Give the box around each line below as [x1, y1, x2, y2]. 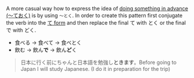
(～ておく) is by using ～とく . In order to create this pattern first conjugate [6, 12, 183, 19]
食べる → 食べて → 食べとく [14, 39, 82, 46]
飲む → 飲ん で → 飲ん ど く [14, 46, 78, 53]
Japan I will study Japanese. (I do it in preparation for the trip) [20, 66, 170, 72]
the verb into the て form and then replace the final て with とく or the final [6, 19, 186, 26]
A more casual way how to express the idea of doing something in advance [6, 5, 188, 12]
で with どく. [6, 26, 36, 33]
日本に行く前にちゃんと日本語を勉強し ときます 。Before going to [20, 59, 177, 66]
